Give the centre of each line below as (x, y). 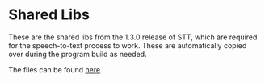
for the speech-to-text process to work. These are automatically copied (128, 45)
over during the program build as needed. (78, 54)
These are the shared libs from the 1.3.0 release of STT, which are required (133, 37)
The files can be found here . (55, 69)
